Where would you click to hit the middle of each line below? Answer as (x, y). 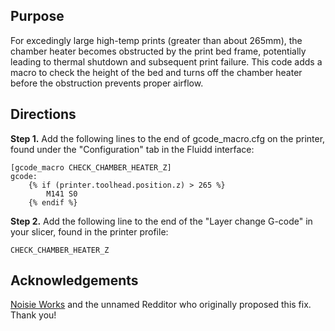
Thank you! (33, 315)
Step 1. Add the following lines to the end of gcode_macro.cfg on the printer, (168, 138)
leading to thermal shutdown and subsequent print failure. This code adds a (166, 61)
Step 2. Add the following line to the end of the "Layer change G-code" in (161, 221)
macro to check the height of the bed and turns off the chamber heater (156, 72)
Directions (43, 114)
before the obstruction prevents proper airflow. (107, 83)
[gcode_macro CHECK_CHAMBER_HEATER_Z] (91, 167)
